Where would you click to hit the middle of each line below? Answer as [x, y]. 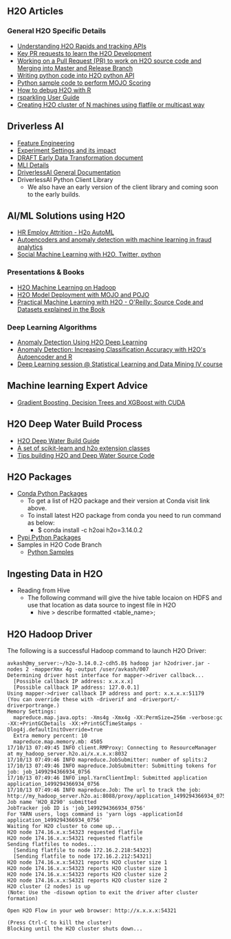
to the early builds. [54, 194]
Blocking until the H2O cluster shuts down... [75, 929]
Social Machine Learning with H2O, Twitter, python [89, 254]
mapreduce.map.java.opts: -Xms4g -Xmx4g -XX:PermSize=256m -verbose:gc [118, 717]
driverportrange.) [33, 705]
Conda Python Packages [52, 494]
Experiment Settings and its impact [67, 150]
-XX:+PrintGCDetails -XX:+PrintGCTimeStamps [72, 723]
